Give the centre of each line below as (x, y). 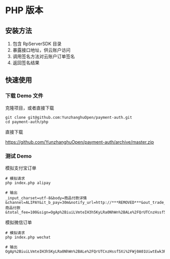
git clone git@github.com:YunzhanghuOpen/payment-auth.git (69, 117)
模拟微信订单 (18, 222)
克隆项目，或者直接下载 (30, 108)
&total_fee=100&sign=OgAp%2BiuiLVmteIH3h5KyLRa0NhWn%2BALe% (70, 212)
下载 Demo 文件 (24, 96)
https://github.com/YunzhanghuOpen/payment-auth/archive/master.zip (80, 142)
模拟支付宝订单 (21, 168)
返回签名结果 (26, 63)
